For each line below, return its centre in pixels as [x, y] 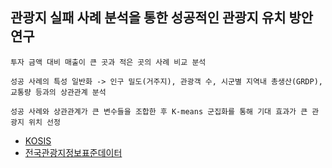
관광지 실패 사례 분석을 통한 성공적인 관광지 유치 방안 [162, 18]
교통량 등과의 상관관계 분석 [58, 92]
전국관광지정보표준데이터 [73, 152]
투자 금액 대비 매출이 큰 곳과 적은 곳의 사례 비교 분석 [108, 62]
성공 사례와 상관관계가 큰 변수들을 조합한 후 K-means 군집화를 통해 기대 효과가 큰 [159, 111]
